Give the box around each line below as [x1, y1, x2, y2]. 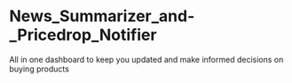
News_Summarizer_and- [9, 6, 195, 26]
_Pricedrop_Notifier [9, 25, 157, 45]
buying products [9, 64, 69, 74]
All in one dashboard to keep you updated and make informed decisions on [9, 54, 284, 64]
